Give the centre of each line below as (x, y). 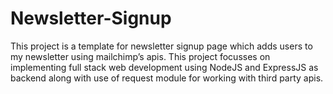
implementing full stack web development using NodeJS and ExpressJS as (164, 67)
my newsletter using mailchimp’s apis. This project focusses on (140, 56)
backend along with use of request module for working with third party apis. (167, 78)
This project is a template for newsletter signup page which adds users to (161, 46)
